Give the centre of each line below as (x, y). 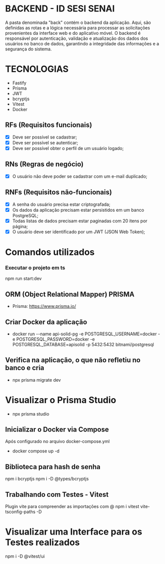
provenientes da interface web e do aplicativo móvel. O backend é (73, 33)
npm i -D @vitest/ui (25, 557)
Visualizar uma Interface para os (74, 532)
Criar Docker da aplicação (46, 322)
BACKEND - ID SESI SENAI (60, 9)
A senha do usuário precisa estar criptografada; (61, 204)
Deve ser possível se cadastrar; (44, 137)
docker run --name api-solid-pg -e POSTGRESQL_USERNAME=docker (84, 334)
